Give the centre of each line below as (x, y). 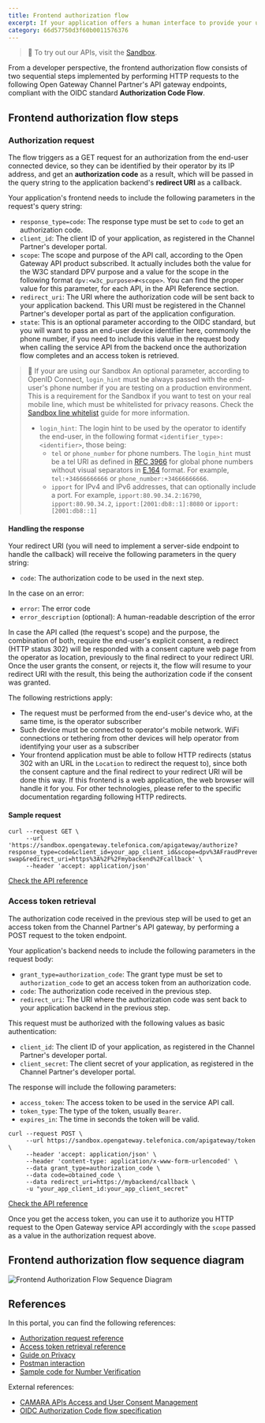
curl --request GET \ (44, 832)
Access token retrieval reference (73, 1346)
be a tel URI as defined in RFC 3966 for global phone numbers (152, 461)
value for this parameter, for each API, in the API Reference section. (129, 289)
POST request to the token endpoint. (68, 935)
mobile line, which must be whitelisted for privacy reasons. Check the (140, 405)
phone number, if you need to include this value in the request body (130, 339)
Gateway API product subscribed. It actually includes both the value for (135, 263)
